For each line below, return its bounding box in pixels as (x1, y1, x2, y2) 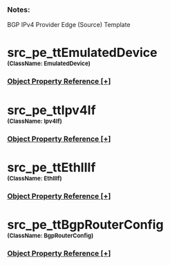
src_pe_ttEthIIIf (7, 160, 96, 175)
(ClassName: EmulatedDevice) (7, 60, 91, 67)
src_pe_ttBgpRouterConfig (7, 216, 164, 232)
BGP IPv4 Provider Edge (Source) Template (7, 21, 131, 29)
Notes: (7, 5, 30, 15)
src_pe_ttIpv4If (7, 102, 96, 118)
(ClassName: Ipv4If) (7, 117, 62, 125)
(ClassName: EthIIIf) (7, 174, 62, 182)
